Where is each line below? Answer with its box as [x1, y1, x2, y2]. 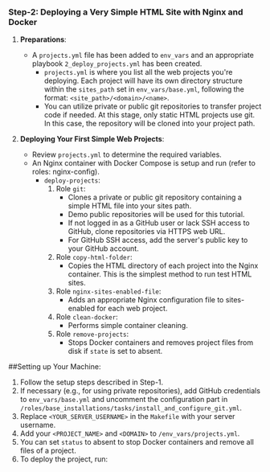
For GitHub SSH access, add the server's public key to [67, 236, 248, 245]
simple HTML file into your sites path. [67, 201, 192, 211]
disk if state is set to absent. [67, 347, 163, 356]
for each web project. [96, 304, 168, 314]
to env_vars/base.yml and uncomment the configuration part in [19, 395, 228, 404]
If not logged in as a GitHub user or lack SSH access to [67, 218, 251, 228]
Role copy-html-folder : [55, 252, 133, 262]
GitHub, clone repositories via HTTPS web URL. [67, 227, 226, 236]
